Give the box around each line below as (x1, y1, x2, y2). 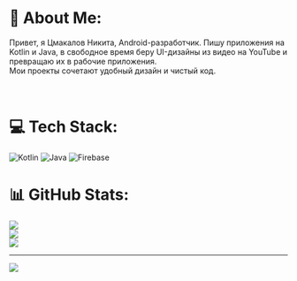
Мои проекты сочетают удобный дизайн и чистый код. (9, 65, 217, 76)
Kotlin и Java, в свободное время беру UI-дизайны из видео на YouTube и (9, 46, 288, 57)
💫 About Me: (9, 8, 103, 28)
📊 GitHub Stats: (9, 185, 130, 205)
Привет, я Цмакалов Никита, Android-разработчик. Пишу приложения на (9, 37, 286, 48)
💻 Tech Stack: (9, 117, 118, 137)
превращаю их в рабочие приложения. (9, 56, 157, 66)
